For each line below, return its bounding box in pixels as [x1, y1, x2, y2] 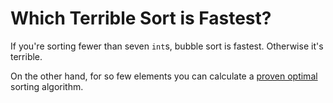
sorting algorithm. [10, 80, 84, 92]
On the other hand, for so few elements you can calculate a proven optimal [10, 70, 318, 82]
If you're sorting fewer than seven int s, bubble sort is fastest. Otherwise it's [10, 40, 324, 52]
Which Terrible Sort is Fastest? [10, 7, 272, 30]
